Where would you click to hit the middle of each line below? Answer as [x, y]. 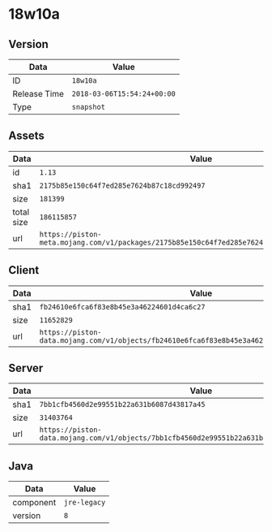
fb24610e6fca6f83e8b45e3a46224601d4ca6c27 [122, 307]
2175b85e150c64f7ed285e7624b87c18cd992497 [122, 185]
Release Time [38, 94]
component [34, 503]
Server [26, 368]
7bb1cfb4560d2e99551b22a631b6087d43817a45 [122, 404]
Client [24, 270]
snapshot [88, 107]
